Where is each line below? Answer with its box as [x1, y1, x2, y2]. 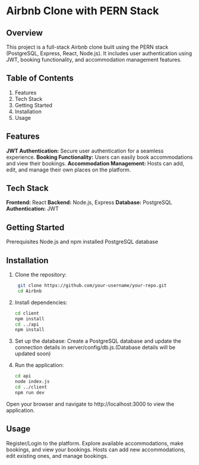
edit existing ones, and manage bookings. [6, 452, 109, 459]
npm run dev [14, 390, 45, 396]
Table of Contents [6, 73, 74, 84]
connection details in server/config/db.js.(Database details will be [14, 344, 176, 351]
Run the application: [14, 362, 64, 369]
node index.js [14, 378, 50, 385]
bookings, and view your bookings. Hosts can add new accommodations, [6, 446, 186, 453]
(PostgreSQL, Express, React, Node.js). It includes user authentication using [6, 50, 192, 57]
